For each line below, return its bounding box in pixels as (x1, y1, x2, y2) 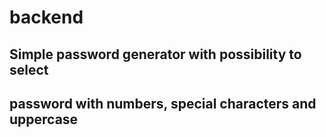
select (9, 61, 49, 78)
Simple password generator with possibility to (9, 46, 302, 63)
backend (9, 6, 84, 29)
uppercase (9, 111, 79, 128)
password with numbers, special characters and (9, 95, 317, 112)
